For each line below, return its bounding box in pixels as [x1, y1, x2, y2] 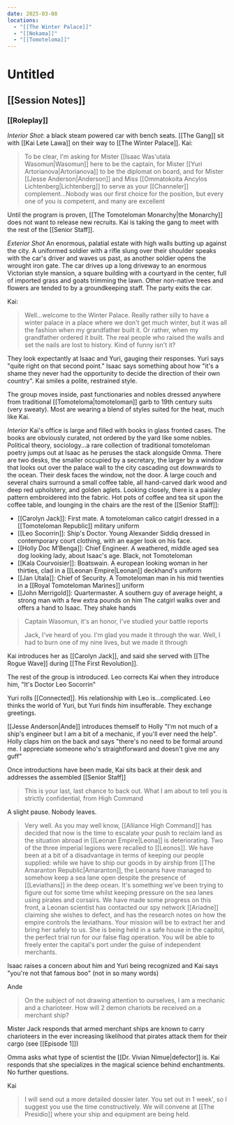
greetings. [7, 709, 37, 717]
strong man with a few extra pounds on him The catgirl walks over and [17, 596, 221, 604]
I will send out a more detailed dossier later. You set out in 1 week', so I [24, 1095, 227, 1103]
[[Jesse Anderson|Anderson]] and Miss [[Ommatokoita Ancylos [24, 175, 207, 183]
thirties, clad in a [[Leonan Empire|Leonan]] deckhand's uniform [17, 566, 202, 575]
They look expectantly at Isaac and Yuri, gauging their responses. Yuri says [7, 355, 224, 362]
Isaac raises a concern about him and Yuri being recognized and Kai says [7, 962, 219, 969]
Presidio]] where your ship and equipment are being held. [24, 1110, 191, 1118]
